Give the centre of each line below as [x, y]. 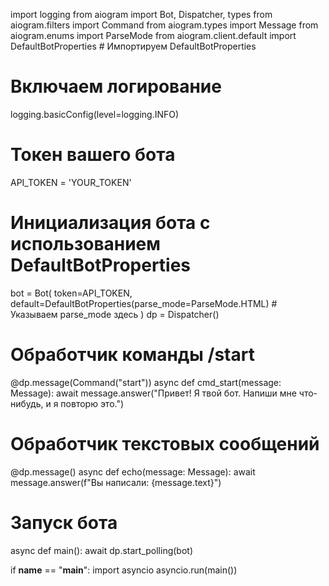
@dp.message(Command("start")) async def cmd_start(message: [146, 382]
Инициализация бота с [110, 223]
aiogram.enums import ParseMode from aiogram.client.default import [153, 35]
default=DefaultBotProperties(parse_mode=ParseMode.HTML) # [144, 303]
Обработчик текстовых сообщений [165, 443]
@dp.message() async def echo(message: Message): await [133, 471]
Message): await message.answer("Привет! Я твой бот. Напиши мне [153, 393]
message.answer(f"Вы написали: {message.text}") [116, 482]
